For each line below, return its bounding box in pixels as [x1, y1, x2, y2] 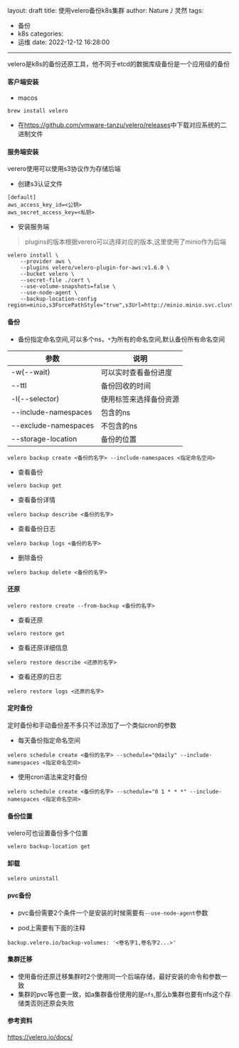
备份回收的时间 [100, 381, 152, 391]
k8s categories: [17, 29, 64, 38]
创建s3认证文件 [17, 180, 63, 188]
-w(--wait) [11, 366, 51, 376]
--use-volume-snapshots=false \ [20, 283, 116, 290]
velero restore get [7, 630, 65, 637]
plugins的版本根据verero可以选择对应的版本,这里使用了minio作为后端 [24, 237, 226, 246]
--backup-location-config [20, 295, 97, 303]
